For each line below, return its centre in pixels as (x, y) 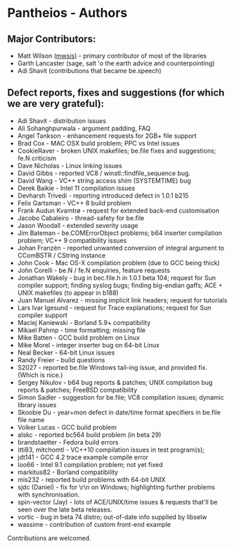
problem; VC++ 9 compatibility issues (72, 240)
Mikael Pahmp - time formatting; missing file (82, 330)
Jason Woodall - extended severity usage (78, 225)
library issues (37, 404)
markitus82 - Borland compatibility (67, 472)
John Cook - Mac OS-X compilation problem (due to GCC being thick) (118, 262)
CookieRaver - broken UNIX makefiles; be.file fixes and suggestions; (117, 151)
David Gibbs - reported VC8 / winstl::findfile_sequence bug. (104, 173)
